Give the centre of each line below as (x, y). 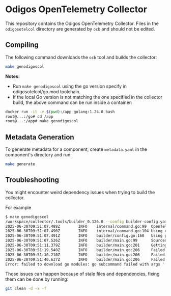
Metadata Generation (40, 137)
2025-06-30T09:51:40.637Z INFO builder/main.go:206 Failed (85, 259)
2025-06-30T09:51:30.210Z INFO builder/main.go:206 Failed (85, 255)
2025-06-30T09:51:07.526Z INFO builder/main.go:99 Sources (86, 240)
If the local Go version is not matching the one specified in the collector (88, 97)
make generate (20, 164)
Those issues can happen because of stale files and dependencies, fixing (82, 274)
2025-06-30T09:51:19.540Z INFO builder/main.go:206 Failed (85, 250)
